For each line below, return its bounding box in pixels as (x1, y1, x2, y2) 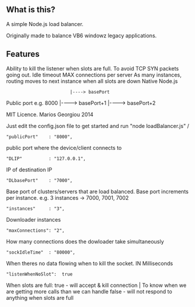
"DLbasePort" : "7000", (6, 177, 73, 183)
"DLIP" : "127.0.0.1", (6, 155, 86, 162)
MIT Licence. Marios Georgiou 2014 (6, 111, 94, 118)
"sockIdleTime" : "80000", (6, 249, 76, 255)
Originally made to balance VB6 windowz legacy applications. (6, 32, 157, 39)
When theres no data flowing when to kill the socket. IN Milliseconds (6, 260, 173, 267)
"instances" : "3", (6, 206, 65, 212)
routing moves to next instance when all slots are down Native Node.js (6, 77, 178, 85)
